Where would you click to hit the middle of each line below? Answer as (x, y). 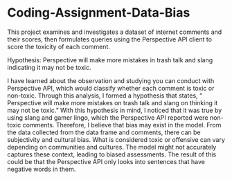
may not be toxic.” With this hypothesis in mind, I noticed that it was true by (115, 110)
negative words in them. (42, 169)
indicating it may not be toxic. (49, 67)
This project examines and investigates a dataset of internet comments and (115, 32)
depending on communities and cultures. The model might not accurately (112, 147)
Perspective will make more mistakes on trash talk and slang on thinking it (113, 102)
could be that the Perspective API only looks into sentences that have (106, 161)
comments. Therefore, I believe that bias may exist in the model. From (122, 125)
